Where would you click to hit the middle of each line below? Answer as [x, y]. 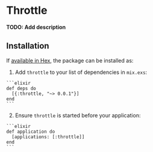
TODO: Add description [36, 27]
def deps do [21, 88]
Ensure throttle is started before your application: [78, 115]
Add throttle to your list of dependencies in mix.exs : [81, 72]
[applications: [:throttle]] [48, 137]
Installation [28, 46]
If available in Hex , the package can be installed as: [70, 60]
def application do [31, 132]
